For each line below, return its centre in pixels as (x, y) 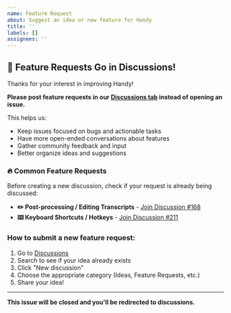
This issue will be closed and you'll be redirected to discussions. (101, 302)
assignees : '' (27, 39)
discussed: (23, 193)
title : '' (21, 26)
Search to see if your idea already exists (74, 260)
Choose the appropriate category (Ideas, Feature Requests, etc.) (109, 275)
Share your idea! (40, 282)
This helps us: (27, 117)
